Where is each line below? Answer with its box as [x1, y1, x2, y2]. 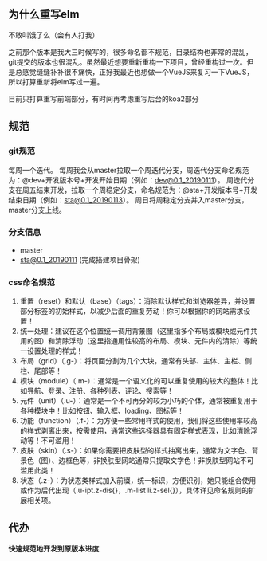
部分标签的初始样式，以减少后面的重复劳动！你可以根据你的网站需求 [19, 306, 244, 316]
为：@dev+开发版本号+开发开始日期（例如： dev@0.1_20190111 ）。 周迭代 [8, 175, 248, 185]
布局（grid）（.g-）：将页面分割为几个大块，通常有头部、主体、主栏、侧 [19, 356, 253, 366]
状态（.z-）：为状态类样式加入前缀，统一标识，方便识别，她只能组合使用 [19, 476, 257, 485]
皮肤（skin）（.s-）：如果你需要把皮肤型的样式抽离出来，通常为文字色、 [19, 445, 253, 456]
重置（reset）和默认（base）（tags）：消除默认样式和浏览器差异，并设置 [19, 296, 256, 306]
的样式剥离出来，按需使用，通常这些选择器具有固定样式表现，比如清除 [19, 426, 251, 436]
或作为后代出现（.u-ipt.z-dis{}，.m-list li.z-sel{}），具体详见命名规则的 [19, 485, 249, 496]
